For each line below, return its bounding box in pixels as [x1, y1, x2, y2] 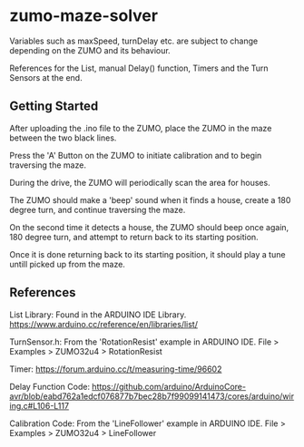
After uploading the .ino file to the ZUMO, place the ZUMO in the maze [9, 122, 272, 133]
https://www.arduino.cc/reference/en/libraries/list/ [9, 318, 198, 329]
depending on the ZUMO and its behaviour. [9, 44, 171, 55]
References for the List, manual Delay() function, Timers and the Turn [9, 63, 270, 73]
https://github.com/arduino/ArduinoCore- [92, 381, 247, 392]
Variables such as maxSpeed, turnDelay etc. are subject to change [9, 35, 259, 46]
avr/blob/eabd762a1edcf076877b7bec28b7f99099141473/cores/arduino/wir [9, 391, 295, 402]
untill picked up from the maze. [9, 258, 125, 269]
